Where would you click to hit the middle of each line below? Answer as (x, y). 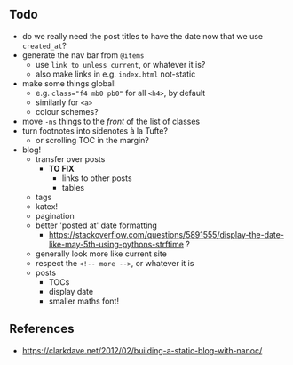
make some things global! (69, 83)
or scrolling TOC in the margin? (92, 140)
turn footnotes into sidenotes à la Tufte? (95, 130)
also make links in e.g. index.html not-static (115, 74)
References (42, 329)
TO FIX (61, 168)
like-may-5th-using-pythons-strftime (116, 244)
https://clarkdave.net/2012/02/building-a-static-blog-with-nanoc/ (142, 350)
